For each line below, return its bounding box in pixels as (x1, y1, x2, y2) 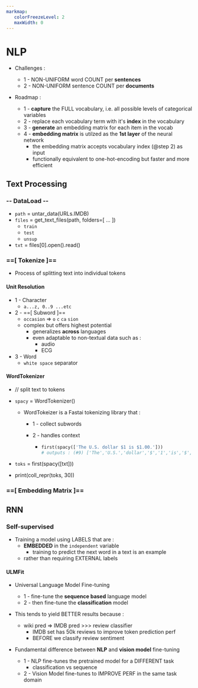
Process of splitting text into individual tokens (14, 270, 126, 277)
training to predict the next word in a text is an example (32, 549, 167, 556)
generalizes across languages (32, 327, 106, 335)
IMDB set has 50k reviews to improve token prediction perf (32, 628, 176, 635)
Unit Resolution (6, 283, 45, 290)
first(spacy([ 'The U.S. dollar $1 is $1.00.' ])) (41, 444, 164, 450)
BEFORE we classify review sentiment (32, 635, 125, 642)
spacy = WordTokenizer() (14, 397, 76, 404)
